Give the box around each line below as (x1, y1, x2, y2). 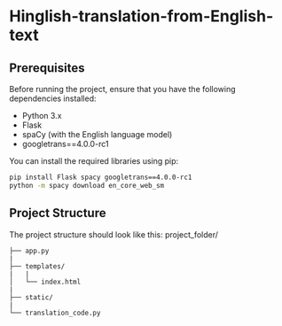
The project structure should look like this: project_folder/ (9, 229, 219, 240)
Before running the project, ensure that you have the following (9, 84, 237, 94)
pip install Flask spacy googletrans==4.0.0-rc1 (9, 173, 192, 182)
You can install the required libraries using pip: (9, 156, 179, 166)
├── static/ (9, 292, 53, 302)
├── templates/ (9, 261, 66, 271)
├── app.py (9, 246, 50, 255)
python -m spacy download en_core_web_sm (9, 181, 165, 190)
